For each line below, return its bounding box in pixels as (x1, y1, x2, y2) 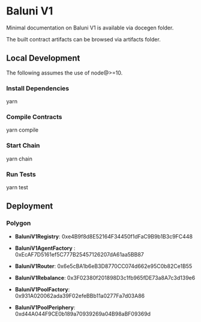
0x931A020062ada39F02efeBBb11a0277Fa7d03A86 (14, 292, 145, 299)
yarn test (6, 183, 28, 190)
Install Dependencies (6, 84, 70, 93)
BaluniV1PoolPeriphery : (14, 303, 76, 311)
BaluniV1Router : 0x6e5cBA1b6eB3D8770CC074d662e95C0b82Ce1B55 (14, 263, 193, 270)
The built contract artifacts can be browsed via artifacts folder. (6, 35, 161, 43)
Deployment (6, 201, 53, 211)
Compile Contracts (6, 112, 62, 121)
